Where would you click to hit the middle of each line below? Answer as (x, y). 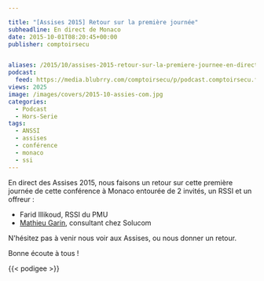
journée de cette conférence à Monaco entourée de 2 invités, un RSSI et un (130, 191)
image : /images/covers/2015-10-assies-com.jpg (86, 94)
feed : (24, 80)
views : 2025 (27, 87)
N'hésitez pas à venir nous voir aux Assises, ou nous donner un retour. (123, 238)
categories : (27, 102)
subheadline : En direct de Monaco (65, 29)
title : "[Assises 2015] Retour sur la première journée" (103, 22)
